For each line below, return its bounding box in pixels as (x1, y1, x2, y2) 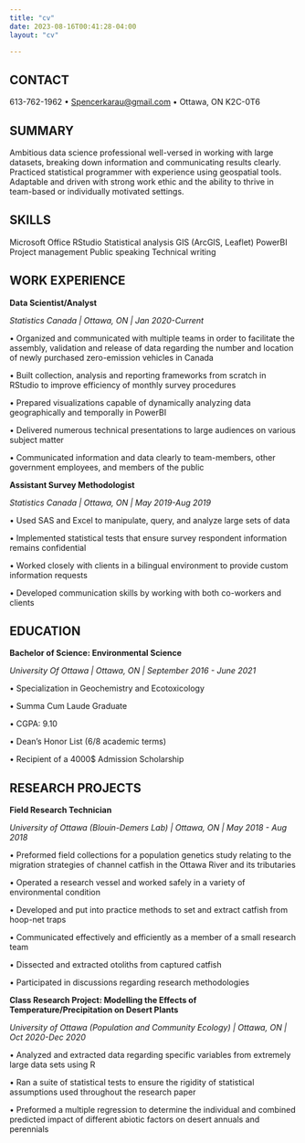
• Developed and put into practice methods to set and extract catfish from (9, 905, 289, 915)
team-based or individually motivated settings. (9, 186, 184, 196)
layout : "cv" (9, 30, 59, 39)
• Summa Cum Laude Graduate (9, 701, 128, 712)
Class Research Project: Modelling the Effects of (9, 995, 197, 1006)
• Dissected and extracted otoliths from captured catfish (9, 959, 222, 970)
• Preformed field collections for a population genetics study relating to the (9, 850, 292, 861)
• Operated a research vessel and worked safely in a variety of (9, 877, 246, 888)
